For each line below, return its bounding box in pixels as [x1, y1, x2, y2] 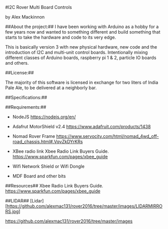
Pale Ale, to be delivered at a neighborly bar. [5, 85, 97, 91]
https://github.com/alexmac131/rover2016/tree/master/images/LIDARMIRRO [7, 203, 163, 209]
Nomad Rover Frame [12, 133, 55, 139]
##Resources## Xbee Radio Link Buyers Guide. [5, 183, 104, 188]
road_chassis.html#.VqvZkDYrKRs [12, 139, 83, 144]
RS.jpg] [5, 208, 21, 214]
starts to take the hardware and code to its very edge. [5, 35, 116, 40]
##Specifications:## [5, 95, 48, 100]
